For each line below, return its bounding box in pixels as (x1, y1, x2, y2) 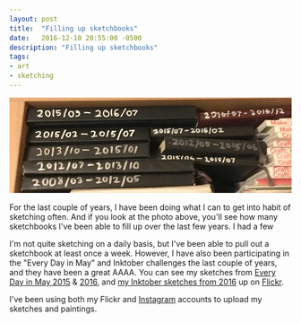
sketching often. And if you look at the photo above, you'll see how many (9, 211, 279, 222)
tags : (9, 52, 30, 62)
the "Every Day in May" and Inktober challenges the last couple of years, (9, 257, 278, 268)
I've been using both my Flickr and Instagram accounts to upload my (9, 293, 262, 304)
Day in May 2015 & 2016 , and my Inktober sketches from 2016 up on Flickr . (9, 276, 285, 287)
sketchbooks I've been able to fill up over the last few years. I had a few (9, 221, 274, 231)
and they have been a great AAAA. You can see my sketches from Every (9, 266, 276, 277)
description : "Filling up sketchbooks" (9, 43, 159, 52)
